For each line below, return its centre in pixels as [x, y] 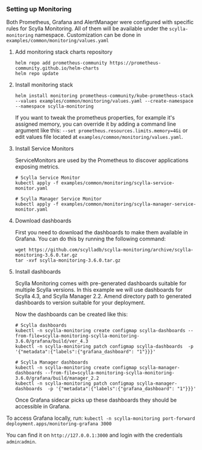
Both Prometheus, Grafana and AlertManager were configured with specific [100, 22]
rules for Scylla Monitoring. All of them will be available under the [87, 28]
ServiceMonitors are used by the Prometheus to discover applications [102, 160]
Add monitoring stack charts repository [64, 52]
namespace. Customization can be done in [88, 35]
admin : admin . [21, 442]
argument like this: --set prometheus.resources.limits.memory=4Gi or [101, 130]
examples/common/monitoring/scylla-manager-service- [129, 204]
